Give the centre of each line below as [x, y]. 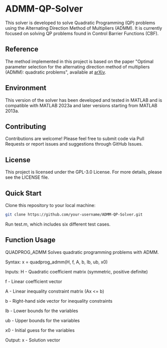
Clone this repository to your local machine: [50, 205]
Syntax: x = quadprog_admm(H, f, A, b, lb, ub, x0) [57, 262]
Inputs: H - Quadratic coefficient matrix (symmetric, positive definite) [77, 271]
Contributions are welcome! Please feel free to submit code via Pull [75, 138]
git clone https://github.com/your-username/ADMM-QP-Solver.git [74, 215]
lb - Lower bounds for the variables [42, 311]
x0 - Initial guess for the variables [40, 330]
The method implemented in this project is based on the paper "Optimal [79, 61]
